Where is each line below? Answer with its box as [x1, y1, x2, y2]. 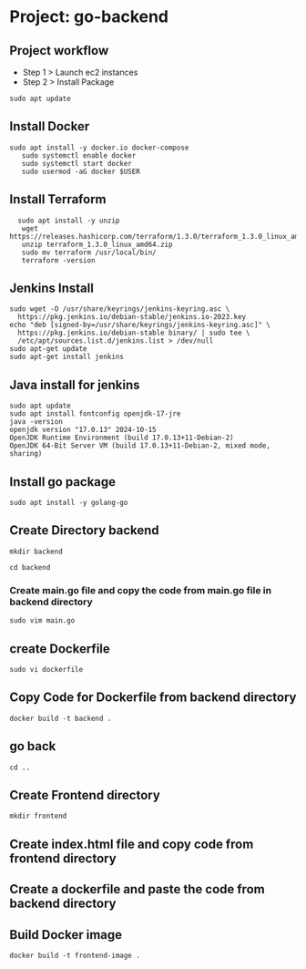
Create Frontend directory [9, 788, 161, 803]
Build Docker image [9, 927, 123, 943]
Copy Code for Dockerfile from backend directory [9, 690, 297, 706]
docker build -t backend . [9, 714, 112, 723]
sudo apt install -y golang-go [9, 499, 128, 508]
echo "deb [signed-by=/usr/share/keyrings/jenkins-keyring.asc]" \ [9, 321, 271, 330]
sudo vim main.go [9, 616, 76, 625]
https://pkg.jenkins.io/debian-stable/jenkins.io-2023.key [17, 313, 247, 322]
